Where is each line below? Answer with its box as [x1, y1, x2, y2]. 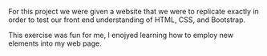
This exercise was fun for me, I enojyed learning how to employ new [8, 31, 234, 39]
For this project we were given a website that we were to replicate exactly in [8, 7, 259, 16]
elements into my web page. [8, 39, 102, 48]
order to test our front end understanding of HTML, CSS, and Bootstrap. [8, 15, 246, 24]
